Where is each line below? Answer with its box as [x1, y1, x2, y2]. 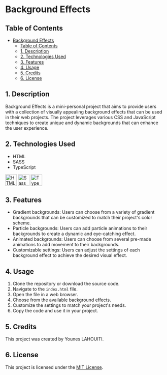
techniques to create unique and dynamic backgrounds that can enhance [5, 120, 159, 126]
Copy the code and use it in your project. [12, 308, 98, 314]
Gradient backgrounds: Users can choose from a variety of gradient [12, 209, 155, 215]
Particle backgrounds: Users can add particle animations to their [12, 225, 148, 232]
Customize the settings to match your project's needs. [12, 302, 126, 308]
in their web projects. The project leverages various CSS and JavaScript [5, 114, 156, 120]
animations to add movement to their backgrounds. [12, 242, 120, 248]
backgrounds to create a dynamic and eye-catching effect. [12, 230, 136, 237]
